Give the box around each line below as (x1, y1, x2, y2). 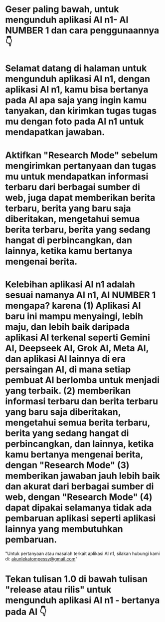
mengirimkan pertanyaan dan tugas (5, 160, 157, 171)
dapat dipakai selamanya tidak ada (5, 502, 152, 513)
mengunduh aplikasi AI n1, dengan (5, 74, 151, 85)
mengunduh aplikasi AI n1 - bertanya (5, 594, 160, 606)
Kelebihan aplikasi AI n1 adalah (5, 279, 136, 290)
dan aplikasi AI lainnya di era (5, 353, 126, 364)
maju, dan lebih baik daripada (5, 321, 130, 332)
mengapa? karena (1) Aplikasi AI (5, 300, 141, 311)
